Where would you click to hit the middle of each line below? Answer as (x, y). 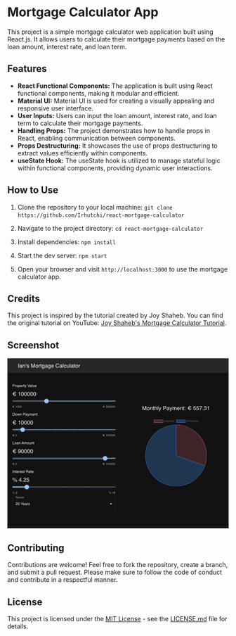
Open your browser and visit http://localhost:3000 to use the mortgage (123, 269)
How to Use (33, 190)
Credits (24, 299)
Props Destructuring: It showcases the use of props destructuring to (117, 146)
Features (27, 69)
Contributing (36, 548)
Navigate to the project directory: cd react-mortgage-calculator (110, 228)
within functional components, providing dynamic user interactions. (115, 168)
